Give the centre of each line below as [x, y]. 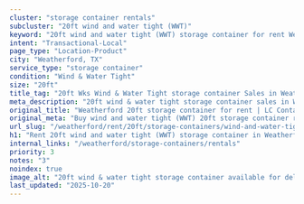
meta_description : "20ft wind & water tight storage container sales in [149, 102]
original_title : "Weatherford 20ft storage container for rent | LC [141, 110]
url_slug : [28, 127]
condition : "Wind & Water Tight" [72, 77]
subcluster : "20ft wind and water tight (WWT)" [101, 26]
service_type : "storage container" [76, 69]
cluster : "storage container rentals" [82, 18]
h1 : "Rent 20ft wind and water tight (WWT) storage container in [135, 135]
